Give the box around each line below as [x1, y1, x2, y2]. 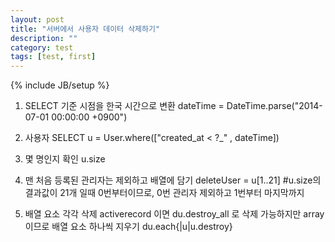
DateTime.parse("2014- [226, 100, 323, 112]
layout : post [10, 14, 65, 25]
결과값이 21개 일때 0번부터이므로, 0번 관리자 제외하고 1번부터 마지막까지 [24, 187, 305, 199]
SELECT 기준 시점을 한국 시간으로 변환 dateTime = [24, 100, 225, 112]
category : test [10, 42, 74, 53]
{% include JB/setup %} [10, 79, 110, 91]
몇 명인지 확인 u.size [24, 153, 106, 165]
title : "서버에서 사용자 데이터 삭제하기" [10, 24, 161, 34]
